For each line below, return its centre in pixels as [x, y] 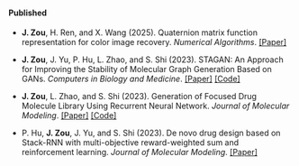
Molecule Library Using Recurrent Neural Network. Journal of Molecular [155, 106]
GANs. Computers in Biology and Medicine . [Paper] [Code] [131, 79]
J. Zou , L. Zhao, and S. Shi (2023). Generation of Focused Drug [139, 97]
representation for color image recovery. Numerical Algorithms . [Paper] [154, 42]
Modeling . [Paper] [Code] [69, 115]
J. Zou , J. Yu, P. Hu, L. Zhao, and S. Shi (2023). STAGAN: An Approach [153, 60]
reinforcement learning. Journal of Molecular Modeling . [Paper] [140, 152]
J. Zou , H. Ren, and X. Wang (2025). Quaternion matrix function [140, 32]
